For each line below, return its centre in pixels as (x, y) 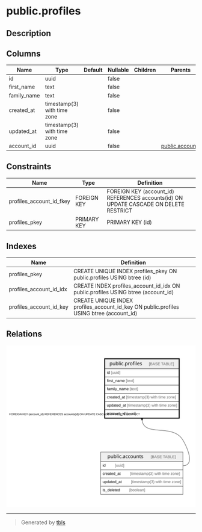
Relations (24, 334)
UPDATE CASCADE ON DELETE (146, 204)
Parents (181, 70)
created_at (22, 110)
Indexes (22, 246)
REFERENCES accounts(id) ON (145, 198)
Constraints (29, 167)
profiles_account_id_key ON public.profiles (126, 307)
